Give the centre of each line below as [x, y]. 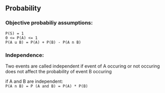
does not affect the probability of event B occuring [58, 71]
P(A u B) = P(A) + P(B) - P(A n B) [43, 42]
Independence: [25, 55]
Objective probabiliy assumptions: [49, 23]
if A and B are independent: [34, 81]
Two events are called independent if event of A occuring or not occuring [83, 66]
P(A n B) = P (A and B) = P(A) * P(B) [47, 86]
